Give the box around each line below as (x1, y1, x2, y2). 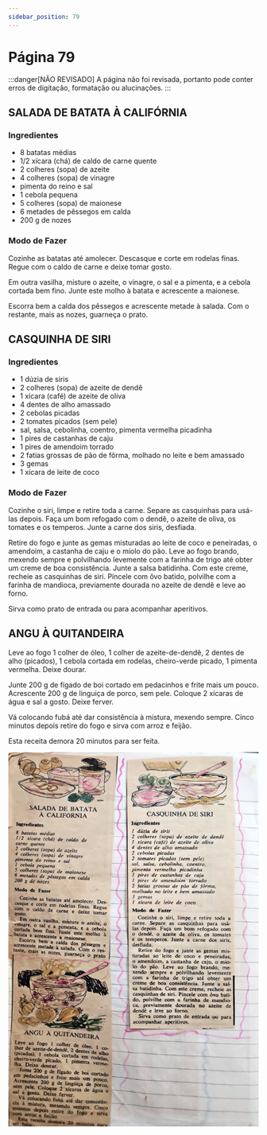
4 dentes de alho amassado (19, 400, 111, 410)
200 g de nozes (19, 216, 72, 225)
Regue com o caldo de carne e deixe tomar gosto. (8, 262, 172, 271)
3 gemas (19, 459, 49, 468)
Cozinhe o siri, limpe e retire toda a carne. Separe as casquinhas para (8, 505, 237, 515)
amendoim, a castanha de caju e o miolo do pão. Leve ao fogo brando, (8, 546, 240, 556)
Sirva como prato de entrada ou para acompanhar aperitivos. (8, 604, 208, 613)
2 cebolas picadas (19, 408, 80, 418)
